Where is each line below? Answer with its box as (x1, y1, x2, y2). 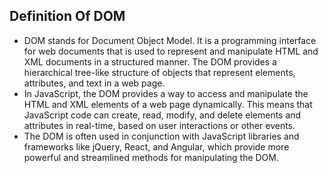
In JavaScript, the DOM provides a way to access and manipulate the (23, 87, 309, 99)
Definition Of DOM (9, 8, 126, 25)
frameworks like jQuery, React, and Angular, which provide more (23, 140, 290, 153)
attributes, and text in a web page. (23, 77, 166, 89)
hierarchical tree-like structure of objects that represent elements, (23, 66, 296, 78)
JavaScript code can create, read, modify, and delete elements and (23, 109, 302, 121)
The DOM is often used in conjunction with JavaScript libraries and (23, 130, 300, 142)
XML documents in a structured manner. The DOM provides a (23, 55, 277, 68)
